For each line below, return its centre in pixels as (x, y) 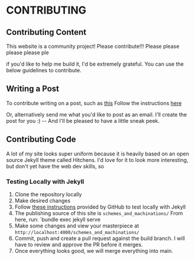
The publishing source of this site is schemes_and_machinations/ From (99, 213)
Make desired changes (43, 200)
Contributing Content (46, 32)
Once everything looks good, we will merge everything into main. (94, 251)
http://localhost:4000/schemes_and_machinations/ (77, 232)
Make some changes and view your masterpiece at (77, 226)
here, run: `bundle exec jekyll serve (57, 219)
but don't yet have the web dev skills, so (55, 166)
